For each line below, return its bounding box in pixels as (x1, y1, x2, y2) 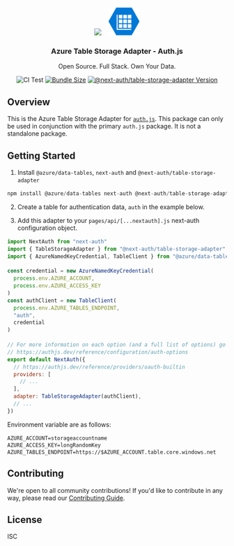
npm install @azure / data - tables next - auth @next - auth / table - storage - (7, 189, 214, 197)
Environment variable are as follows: (7, 420, 111, 429)
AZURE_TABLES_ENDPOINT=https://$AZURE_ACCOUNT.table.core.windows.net (7, 448, 217, 456)
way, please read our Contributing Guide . (7, 494, 125, 502)
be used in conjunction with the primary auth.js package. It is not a (7, 122, 201, 131)
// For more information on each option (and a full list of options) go (7, 341, 226, 349)
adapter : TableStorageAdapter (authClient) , (13, 393, 141, 400)
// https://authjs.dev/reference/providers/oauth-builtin (13, 364, 186, 371)
